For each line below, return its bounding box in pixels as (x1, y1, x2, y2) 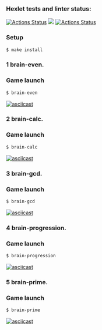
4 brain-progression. (6, 224, 66, 232)
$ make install (6, 46, 43, 53)
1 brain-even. (6, 60, 44, 69)
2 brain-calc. (6, 115, 44, 123)
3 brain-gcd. (6, 169, 43, 177)
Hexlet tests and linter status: (6, 5, 92, 13)
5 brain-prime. (6, 278, 48, 286)
